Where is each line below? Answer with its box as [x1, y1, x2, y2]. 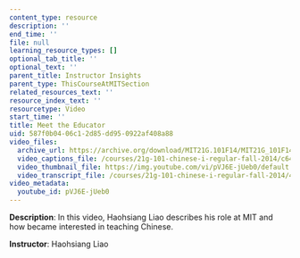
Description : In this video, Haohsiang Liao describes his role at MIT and [9, 212, 274, 222]
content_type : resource [9, 12, 98, 22]
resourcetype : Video [9, 104, 87, 113]
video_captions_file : [17, 154, 98, 163]
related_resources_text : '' [9, 87, 114, 96]
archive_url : [17, 146, 66, 154]
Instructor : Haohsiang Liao [9, 238, 109, 249]
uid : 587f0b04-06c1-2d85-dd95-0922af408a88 [9, 129, 174, 138]
